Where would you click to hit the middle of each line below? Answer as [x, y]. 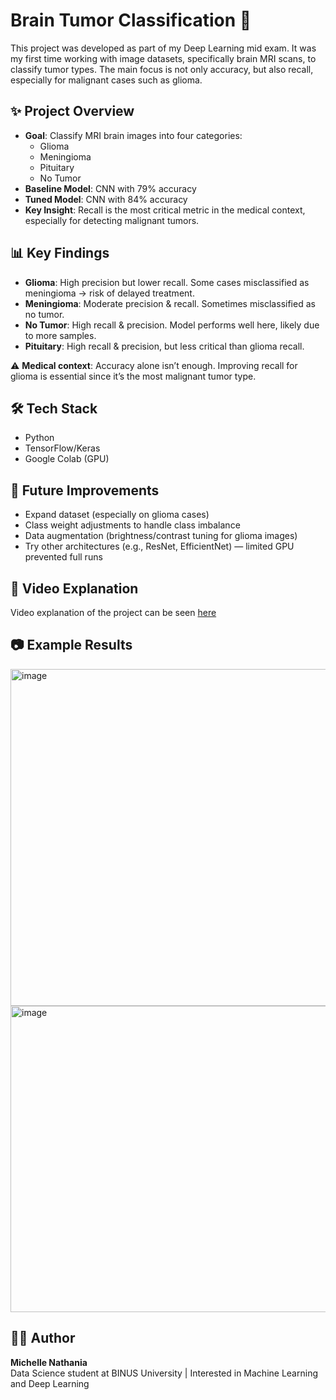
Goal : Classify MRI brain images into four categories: [133, 135]
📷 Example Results [71, 645]
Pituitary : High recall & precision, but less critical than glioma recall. [164, 346]
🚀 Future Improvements [85, 490]
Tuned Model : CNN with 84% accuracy [106, 199]
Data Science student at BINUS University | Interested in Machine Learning [164, 1373]
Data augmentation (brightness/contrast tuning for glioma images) [161, 536]
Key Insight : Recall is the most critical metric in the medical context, [165, 210]
